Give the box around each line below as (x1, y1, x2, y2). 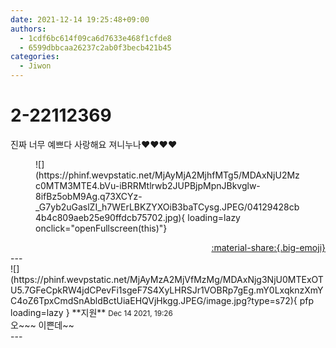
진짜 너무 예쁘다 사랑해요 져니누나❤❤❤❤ (10, 138, 178, 150)
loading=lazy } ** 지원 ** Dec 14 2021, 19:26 (10, 306, 173, 318)
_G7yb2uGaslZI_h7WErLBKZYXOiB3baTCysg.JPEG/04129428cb (35, 201, 300, 213)
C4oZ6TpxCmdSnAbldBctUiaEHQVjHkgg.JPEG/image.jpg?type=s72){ (10, 294, 298, 306)
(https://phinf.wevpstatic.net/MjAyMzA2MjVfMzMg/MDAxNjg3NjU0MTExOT (10, 273, 324, 285)
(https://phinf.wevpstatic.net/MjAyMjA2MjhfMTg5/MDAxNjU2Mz (35, 169, 300, 181)
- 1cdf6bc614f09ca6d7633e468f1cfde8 (19, 33, 172, 43)
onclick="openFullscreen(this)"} (35, 222, 168, 234)
